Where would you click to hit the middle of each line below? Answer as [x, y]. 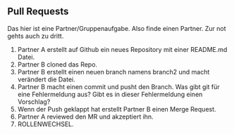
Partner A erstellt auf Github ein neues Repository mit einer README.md [122, 49]
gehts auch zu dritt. [36, 36]
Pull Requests [38, 12]
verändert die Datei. [46, 79]
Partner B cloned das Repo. [57, 64]
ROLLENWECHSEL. [45, 124]
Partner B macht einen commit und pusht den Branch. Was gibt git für [118, 86]
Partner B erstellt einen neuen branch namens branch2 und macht [113, 72]
